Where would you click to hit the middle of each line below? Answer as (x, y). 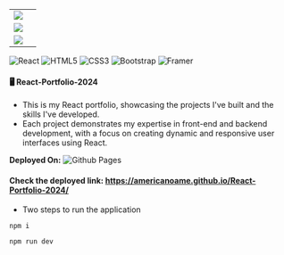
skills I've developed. (61, 114)
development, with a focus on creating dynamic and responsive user (148, 134)
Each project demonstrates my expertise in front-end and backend (145, 124)
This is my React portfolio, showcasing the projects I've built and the (148, 105)
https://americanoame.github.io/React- (180, 180)
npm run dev (31, 242)
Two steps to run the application (81, 210)
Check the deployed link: (57, 180)
